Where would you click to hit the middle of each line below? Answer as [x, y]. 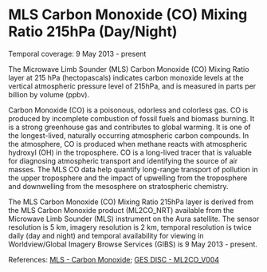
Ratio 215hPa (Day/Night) [93, 32]
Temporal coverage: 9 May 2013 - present [77, 53]
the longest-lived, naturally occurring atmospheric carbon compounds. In [129, 135]
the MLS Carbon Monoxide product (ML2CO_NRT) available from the [121, 210]
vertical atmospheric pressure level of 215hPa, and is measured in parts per [132, 86]
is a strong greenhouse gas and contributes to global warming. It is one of [130, 127]
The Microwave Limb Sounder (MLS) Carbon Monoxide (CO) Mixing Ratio [129, 69]
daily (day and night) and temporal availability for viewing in [106, 235]
